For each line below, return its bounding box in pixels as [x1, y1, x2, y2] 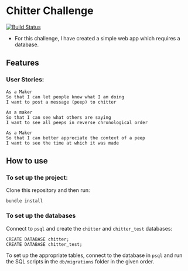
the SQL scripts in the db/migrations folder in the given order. [6, 258, 155, 265]
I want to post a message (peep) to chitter [6, 99, 117, 105]
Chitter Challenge [6, 4, 94, 18]
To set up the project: [6, 173, 69, 181]
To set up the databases [6, 212, 76, 220]
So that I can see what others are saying [6, 114, 111, 121]
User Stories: [6, 76, 45, 84]
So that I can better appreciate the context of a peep [6, 135, 145, 141]
